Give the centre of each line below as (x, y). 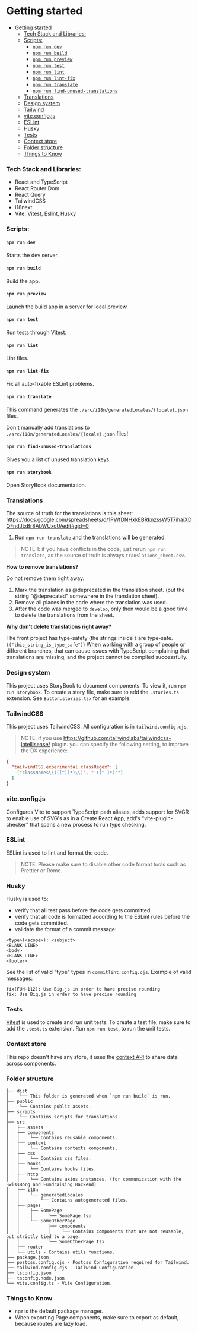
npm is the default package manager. (59, 1311)
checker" (17, 824)
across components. (31, 1063)
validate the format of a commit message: (66, 929)
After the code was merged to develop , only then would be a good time (101, 609)
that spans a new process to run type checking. (88, 824)
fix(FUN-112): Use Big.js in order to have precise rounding (83, 989)
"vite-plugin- (157, 818)
